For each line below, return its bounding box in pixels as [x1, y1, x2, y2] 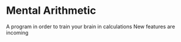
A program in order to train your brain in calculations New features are [6, 23, 176, 30]
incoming [6, 29, 29, 36]
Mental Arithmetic [6, 4, 97, 17]
